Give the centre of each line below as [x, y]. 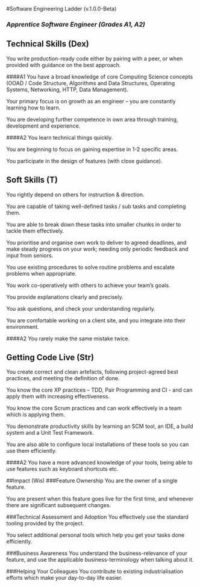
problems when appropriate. [42, 273]
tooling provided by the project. [45, 524]
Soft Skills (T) [32, 180]
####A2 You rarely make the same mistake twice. [68, 339]
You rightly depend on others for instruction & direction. [75, 194]
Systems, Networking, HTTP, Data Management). [67, 89]
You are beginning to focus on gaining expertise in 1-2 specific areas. [92, 149]
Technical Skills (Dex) [48, 44]
